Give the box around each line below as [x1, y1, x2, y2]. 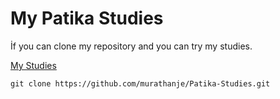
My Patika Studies [10, 7, 164, 30]
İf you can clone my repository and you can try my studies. [10, 40, 253, 52]
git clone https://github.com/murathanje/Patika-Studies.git [10, 78, 271, 89]
